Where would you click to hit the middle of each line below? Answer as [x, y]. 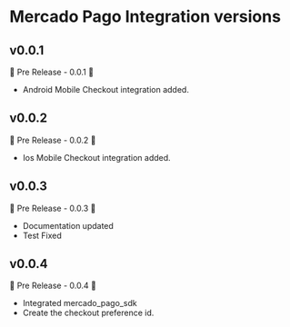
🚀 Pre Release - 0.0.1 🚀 [51, 72]
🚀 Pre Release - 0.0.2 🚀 [53, 140]
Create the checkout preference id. [88, 313]
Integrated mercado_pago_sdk [80, 303]
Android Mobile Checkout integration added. [105, 89]
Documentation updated [68, 225]
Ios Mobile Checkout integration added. [96, 157]
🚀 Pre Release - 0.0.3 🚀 [53, 208]
